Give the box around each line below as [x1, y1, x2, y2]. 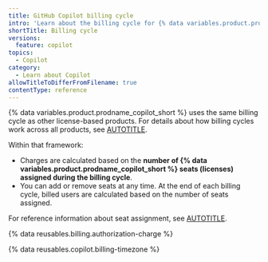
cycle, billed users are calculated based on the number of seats [19, 189, 229, 200]
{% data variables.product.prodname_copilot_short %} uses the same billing [8, 108, 258, 117]
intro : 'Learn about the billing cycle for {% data [8, 19, 183, 27]
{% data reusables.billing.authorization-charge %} [8, 229, 174, 239]
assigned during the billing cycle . [19, 173, 133, 182]
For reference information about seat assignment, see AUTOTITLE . [8, 213, 227, 224]
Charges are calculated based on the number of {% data [19, 156, 207, 165]
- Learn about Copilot [15, 71, 91, 79]
